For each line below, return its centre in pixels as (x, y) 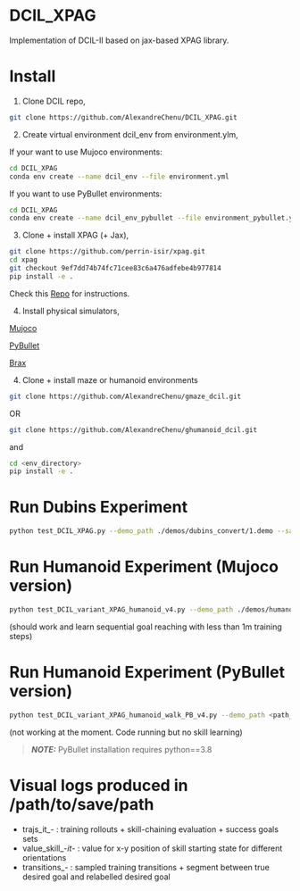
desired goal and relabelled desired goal (96, 877)
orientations (44, 857)
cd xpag (24, 260)
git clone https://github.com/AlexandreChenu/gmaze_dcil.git (125, 396)
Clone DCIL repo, (54, 101)
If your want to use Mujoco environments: (86, 152)
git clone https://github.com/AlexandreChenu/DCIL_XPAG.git (124, 117)
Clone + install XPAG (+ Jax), (75, 235)
